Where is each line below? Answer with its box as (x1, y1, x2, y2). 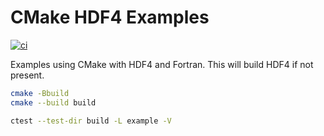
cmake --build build (10, 97, 97, 108)
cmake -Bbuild (10, 88, 70, 98)
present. (10, 69, 45, 81)
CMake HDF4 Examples (10, 6, 210, 29)
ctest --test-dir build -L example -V (10, 116, 172, 126)
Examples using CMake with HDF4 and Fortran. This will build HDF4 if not (10, 58, 314, 70)
